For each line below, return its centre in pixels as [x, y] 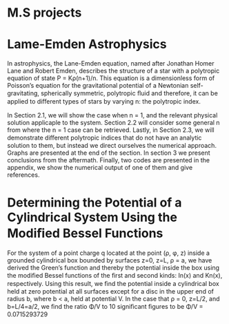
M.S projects [44, 13]
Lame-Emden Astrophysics [87, 45]
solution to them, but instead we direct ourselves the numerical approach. [112, 146]
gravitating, [23, 93]
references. [23, 175]
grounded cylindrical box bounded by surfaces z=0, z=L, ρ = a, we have [110, 260]
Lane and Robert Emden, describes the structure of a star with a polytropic [113, 71]
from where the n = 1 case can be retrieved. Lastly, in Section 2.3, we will [111, 130]
